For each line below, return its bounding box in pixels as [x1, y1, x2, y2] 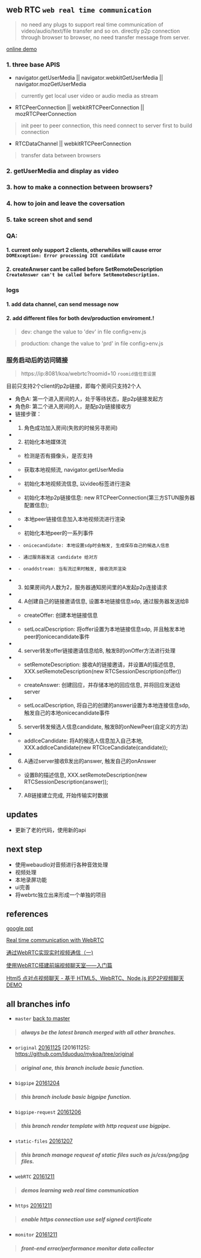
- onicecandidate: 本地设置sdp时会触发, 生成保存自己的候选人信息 [17, 542, 170, 548]
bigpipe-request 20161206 [14, 1108, 81, 1116]
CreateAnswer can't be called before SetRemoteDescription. [6, 271, 161, 278]
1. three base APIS [6, 60, 60, 69]
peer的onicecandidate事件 [23, 633, 90, 640]
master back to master [14, 1015, 70, 1022]
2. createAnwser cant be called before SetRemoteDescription [6, 265, 164, 273]
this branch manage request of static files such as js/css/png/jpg [20, 1151, 190, 1158]
